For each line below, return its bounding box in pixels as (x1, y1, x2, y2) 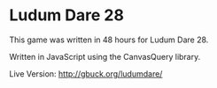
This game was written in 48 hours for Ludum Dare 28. (9, 34, 209, 45)
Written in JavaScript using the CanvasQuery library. (9, 51, 201, 62)
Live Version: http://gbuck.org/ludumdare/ (9, 68, 163, 79)
